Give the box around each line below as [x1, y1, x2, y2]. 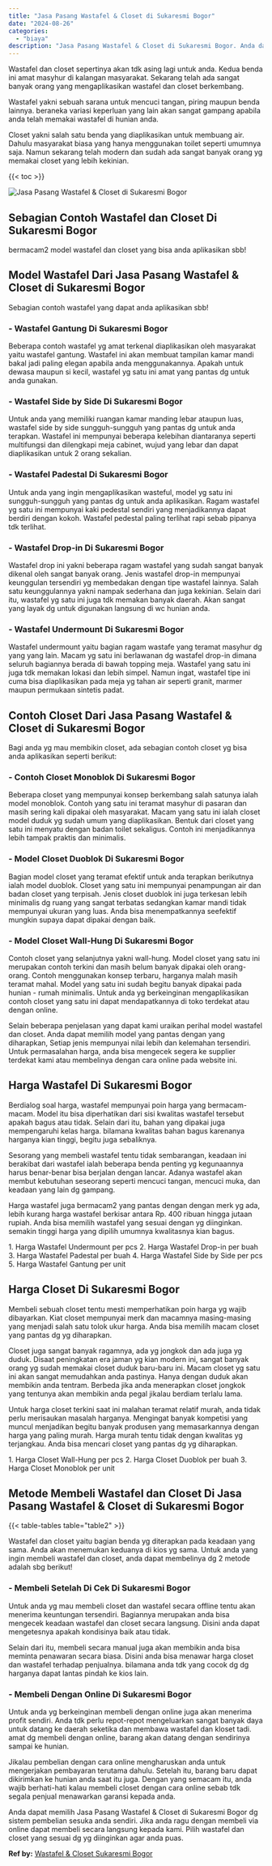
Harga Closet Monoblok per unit [8, 1463, 115, 1473]
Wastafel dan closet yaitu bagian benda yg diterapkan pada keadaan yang [8, 1536, 256, 1546]
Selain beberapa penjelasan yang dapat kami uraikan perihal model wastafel [8, 1020, 263, 1030]
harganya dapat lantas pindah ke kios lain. [8, 1668, 149, 1678]
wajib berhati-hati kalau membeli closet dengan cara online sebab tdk [8, 1783, 241, 1792]
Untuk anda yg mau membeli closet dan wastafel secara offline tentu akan [8, 1601, 256, 1611]
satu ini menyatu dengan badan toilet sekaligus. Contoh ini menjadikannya [8, 824, 256, 835]
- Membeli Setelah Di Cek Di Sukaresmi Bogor [8, 1582, 191, 1594]
